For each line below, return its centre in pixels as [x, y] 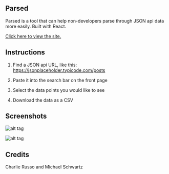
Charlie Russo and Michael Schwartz [44, 167]
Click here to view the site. [33, 36]
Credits [17, 154]
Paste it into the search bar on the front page [60, 80]
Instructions [25, 53]
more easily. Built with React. [36, 26]
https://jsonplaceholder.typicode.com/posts [59, 70]
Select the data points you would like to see [59, 90]
